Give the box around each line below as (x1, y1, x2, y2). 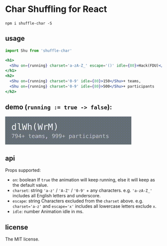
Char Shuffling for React (5, 3, 107, 15)
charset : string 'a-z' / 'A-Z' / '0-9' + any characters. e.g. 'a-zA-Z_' (12, 187, 153, 193)
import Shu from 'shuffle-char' (5, 48, 72, 53)
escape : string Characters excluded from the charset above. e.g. (12, 198, 144, 204)
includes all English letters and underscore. (12, 193, 101, 199)
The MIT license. (5, 236, 40, 242)
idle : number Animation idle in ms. (12, 209, 83, 215)
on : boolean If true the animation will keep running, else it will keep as (12, 177, 155, 183)
